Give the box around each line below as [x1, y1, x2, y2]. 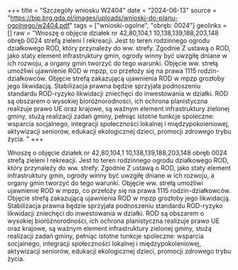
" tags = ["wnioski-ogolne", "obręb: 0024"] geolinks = [69, 21, 227, 29]
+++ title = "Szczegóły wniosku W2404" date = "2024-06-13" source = [7, 6, 217, 14]
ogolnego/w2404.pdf [7, 21, 70, 29]
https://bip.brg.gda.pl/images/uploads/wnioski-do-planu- [10, 14, 178, 22]
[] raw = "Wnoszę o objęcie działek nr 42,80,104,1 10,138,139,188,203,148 [7, 28, 219, 37]
